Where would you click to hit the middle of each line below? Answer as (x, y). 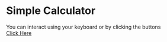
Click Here (19, 33)
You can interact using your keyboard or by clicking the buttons (83, 27)
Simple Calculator (51, 11)
